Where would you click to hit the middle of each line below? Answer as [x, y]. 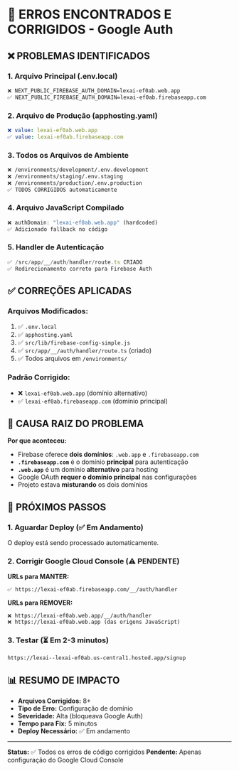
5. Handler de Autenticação [56, 247]
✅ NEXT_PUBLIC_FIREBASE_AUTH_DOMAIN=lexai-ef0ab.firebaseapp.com [107, 97]
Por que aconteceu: [37, 441]
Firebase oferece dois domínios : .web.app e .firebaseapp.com [108, 455]
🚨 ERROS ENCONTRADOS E [90, 15]
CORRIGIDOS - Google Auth [90, 29]
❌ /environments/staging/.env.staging [65, 176]
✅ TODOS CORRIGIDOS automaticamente [62, 190]
